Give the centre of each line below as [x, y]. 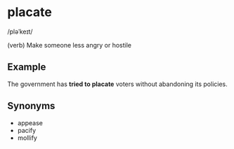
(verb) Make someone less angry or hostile [70, 45]
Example [27, 67]
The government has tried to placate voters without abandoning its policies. [118, 84]
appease [30, 122]
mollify [27, 138]
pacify [27, 130]
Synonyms [31, 106]
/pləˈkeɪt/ [20, 31]
